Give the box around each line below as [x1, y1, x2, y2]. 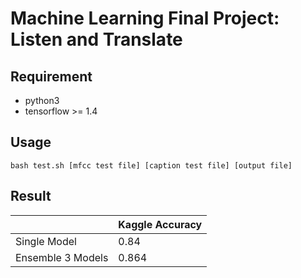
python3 [24, 95, 60, 106]
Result [10, 188, 52, 205]
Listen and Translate [10, 28, 183, 51]
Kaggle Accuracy [118, 217, 203, 231]
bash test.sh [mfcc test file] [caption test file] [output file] [10, 160, 293, 171]
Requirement [10, 68, 93, 85]
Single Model [15, 234, 77, 248]
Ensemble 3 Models [15, 250, 109, 264]
